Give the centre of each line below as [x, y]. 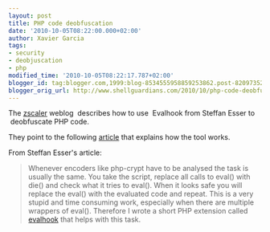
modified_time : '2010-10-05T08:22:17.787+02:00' [91, 75]
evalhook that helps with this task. [84, 220]
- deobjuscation [35, 61]
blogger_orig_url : [39, 90]
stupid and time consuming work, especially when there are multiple [141, 202]
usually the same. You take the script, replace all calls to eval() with [139, 177]
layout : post [30, 16]
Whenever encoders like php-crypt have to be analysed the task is [138, 169]
